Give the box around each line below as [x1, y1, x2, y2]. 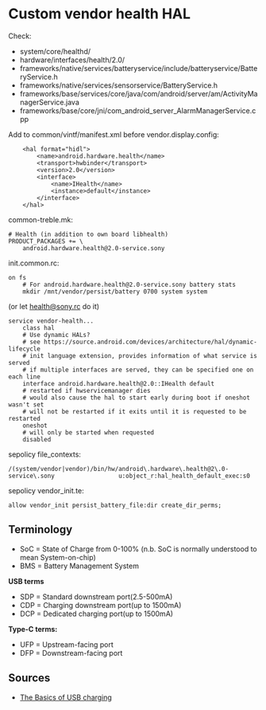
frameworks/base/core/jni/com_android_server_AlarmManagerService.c [19, 105, 256, 116]
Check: [8, 31, 32, 41]
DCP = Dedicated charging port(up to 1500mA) [19, 609, 173, 618]
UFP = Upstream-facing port [19, 639, 114, 649]
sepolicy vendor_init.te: [8, 485, 85, 495]
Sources [8, 671, 51, 685]
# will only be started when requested [22, 428, 155, 437]
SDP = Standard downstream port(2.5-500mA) [19, 591, 173, 602]
